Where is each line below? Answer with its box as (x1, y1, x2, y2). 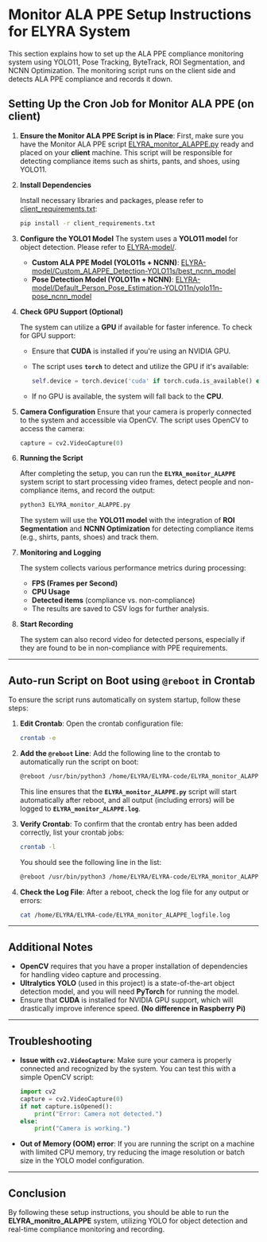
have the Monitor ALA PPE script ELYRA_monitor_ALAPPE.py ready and (19, 139, 254, 149)
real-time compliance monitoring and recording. (8, 1224, 165, 1234)
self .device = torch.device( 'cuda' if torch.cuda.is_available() (31, 376, 253, 385)
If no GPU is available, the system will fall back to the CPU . (31, 391, 224, 401)
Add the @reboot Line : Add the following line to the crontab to (19, 748, 221, 757)
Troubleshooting (8, 1034, 93, 1048)
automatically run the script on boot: (19, 757, 139, 766)
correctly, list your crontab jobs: (19, 827, 125, 837)
